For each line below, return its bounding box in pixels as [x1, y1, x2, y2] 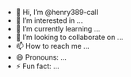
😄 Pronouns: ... [15, 53, 67, 62]
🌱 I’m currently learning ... [15, 24, 101, 33]
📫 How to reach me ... [15, 42, 90, 50]
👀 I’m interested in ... [15, 16, 83, 25]
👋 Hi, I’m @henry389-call [15, 8, 98, 16]
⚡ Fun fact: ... [15, 61, 60, 71]
